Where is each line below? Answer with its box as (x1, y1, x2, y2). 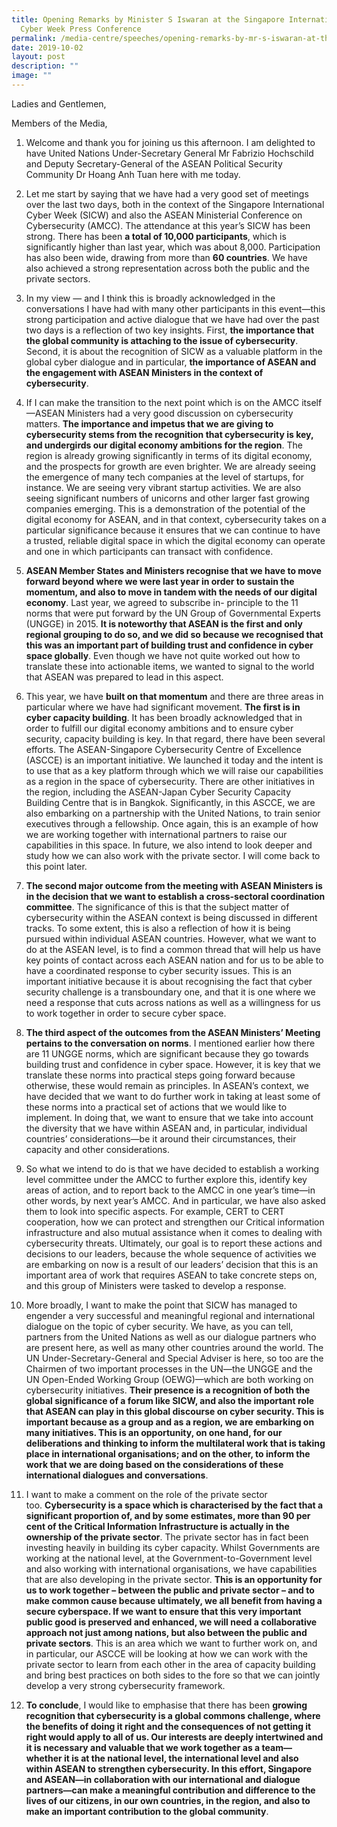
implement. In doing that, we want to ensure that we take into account (25, 1111, 314, 1123)
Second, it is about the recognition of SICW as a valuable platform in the (25, 345, 323, 357)
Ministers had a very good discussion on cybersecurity (66, 407, 294, 419)
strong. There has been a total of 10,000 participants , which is (25, 230, 287, 242)
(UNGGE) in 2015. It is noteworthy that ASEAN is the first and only (25, 617, 303, 630)
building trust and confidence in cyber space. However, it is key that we (25, 1058, 321, 1070)
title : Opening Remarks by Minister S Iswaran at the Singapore (11, 14, 285, 25)
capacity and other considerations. (25, 1143, 171, 1155)
